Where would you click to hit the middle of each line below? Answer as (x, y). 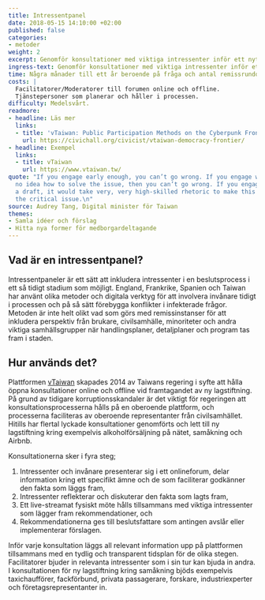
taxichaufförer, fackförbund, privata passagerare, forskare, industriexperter (131, 579)
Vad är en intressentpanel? (76, 260)
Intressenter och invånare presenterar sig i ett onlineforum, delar (125, 471)
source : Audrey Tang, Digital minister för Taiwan (93, 206)
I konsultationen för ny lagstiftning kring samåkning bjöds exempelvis (121, 570)
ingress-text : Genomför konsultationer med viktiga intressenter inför (128, 67)
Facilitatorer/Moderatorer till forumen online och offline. (118, 89)
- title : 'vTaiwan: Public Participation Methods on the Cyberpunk (129, 133)
